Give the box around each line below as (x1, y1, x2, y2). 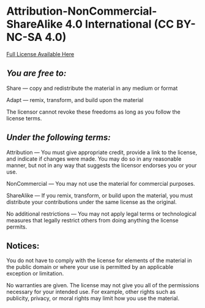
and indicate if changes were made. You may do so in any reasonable (6, 155, 182, 163)
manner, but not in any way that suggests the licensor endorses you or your (6, 161, 197, 169)
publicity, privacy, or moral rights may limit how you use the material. (6, 295, 180, 302)
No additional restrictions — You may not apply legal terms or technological (6, 210, 197, 218)
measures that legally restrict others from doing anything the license (6, 216, 179, 224)
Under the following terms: (6, 133, 111, 143)
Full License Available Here (6, 50, 75, 57)
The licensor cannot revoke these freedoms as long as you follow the (6, 108, 181, 116)
